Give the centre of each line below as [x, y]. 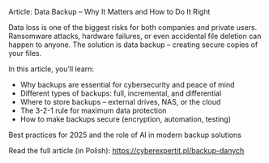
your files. [25, 53]
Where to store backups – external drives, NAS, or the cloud [120, 102]
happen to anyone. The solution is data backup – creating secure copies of [133, 45]
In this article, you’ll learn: [51, 69]
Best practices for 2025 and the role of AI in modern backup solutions [125, 135]
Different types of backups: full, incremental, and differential [121, 93]
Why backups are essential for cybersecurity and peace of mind [127, 85]
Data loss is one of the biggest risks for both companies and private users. [133, 27]
